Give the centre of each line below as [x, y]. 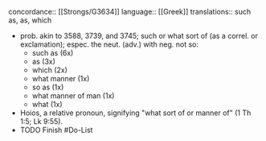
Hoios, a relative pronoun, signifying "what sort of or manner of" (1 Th [135, 113]
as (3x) [44, 61]
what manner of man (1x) [73, 95]
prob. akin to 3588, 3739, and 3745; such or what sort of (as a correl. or [139, 36]
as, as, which [30, 20]
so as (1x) [48, 87]
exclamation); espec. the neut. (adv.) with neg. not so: [109, 44]
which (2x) [50, 70]
